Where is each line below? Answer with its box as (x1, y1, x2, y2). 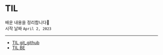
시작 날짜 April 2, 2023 (5, 25, 52, 31)
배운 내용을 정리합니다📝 (5, 19, 49, 25)
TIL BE (12, 44, 26, 51)
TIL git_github (12, 40, 40, 45)
